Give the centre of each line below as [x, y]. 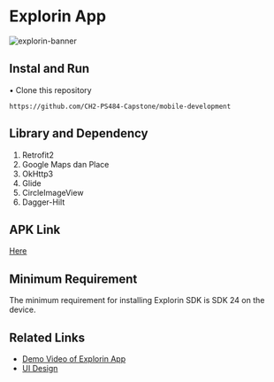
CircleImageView [53, 192]
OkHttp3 [38, 174]
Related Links [47, 337]
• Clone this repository [50, 90]
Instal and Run [49, 69]
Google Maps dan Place [65, 164]
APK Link [35, 229]
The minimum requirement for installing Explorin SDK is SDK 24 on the [137, 300]
